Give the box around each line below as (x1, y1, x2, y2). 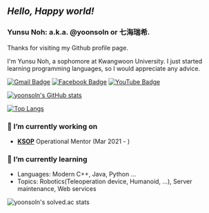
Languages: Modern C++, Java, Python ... (17, 170, 137, 179)
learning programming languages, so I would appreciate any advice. (7, 64, 201, 72)
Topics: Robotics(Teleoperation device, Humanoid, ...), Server (17, 177, 192, 185)
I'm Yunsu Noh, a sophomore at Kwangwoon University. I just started (7, 57, 203, 65)
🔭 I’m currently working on (7, 121, 98, 131)
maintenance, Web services (17, 185, 97, 193)
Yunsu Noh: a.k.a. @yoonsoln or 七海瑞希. (7, 28, 150, 37)
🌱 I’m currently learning (7, 154, 88, 164)
